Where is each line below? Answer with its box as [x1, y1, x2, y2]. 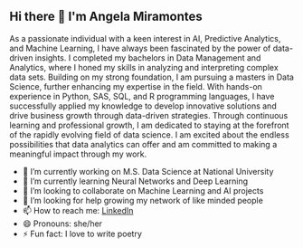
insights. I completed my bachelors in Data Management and [34, 52, 261, 63]
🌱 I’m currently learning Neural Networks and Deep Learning [22, 176, 249, 186]
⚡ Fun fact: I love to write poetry [22, 228, 143, 239]
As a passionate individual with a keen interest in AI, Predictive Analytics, [9, 33, 281, 43]
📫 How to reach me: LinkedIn [22, 205, 134, 215]
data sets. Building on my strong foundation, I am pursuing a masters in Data [9, 72, 294, 82]
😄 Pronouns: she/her [22, 218, 102, 229]
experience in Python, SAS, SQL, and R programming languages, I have [9, 91, 275, 101]
